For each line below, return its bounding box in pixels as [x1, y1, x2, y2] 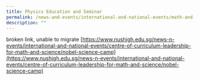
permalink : [6, 14, 33, 20]
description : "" [6, 20, 46, 25]
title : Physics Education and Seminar [6, 8, 102, 15]
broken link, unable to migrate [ [6, 36, 83, 43]
